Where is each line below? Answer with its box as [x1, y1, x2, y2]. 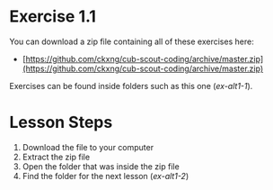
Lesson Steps [9, 113, 113, 132]
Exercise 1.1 [9, 6, 97, 27]
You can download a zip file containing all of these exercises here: [9, 36, 254, 47]
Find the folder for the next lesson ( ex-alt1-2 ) [22, 170, 189, 181]
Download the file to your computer [22, 141, 154, 152]
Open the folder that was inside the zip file [22, 160, 180, 172]
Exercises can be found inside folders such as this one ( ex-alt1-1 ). [9, 80, 253, 91]
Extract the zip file [22, 151, 91, 162]
